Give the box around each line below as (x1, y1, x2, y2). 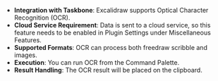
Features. (13, 36, 42, 44)
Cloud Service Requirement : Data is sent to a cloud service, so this (13, 21, 211, 29)
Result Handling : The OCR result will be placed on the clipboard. (13, 66, 202, 74)
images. (13, 51, 37, 59)
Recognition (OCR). (13, 13, 71, 22)
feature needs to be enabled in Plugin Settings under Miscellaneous (13, 28, 212, 37)
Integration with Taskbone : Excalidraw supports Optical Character (13, 6, 209, 14)
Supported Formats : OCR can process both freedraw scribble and (13, 44, 208, 51)
